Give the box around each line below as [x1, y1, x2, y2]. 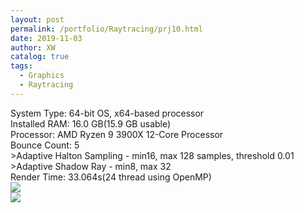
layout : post [10, 14, 65, 25]
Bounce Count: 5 [10, 139, 80, 151]
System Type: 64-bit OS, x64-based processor [10, 107, 205, 119]
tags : [10, 61, 33, 71]
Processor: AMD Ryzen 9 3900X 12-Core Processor [10, 128, 224, 140]
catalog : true [10, 52, 70, 62]
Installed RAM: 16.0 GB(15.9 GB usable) [10, 117, 172, 130]
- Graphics [19, 71, 65, 81]
